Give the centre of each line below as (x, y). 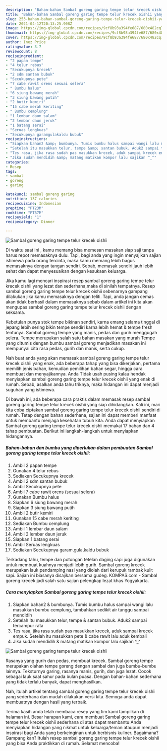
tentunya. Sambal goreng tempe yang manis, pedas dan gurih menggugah (82, 333)
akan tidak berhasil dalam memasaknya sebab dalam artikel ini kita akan (79, 302)
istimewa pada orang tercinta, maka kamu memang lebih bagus (70, 261)
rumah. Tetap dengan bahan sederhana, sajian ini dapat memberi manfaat (81, 415)
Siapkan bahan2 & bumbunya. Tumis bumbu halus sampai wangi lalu (83, 604)
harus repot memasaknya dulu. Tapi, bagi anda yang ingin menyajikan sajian (83, 255)
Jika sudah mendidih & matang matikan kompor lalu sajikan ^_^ (77, 641)
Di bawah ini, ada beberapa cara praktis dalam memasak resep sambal (78, 399)
